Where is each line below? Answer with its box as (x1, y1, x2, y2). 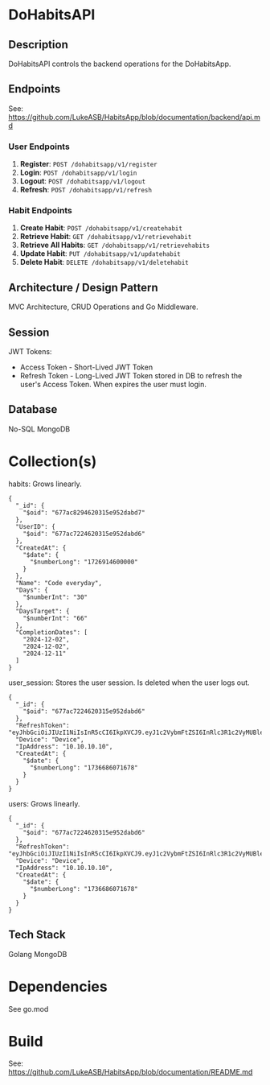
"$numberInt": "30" (22, 593, 88, 601)
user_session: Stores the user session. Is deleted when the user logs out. (8, 678, 251, 687)
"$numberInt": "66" (22, 614, 88, 622)
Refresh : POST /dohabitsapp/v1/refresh (19, 185, 153, 195)
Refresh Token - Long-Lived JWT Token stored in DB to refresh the (19, 371, 243, 381)
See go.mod (8, 1004, 49, 1013)
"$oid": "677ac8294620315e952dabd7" (22, 509, 146, 517)
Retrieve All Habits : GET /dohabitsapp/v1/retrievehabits (19, 240, 211, 250)
